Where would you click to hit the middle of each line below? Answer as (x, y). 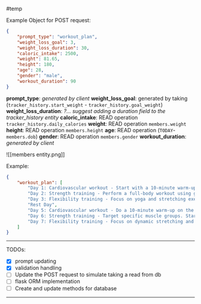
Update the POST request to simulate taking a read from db (88, 275)
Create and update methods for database (66, 288)
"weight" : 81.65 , (39, 59)
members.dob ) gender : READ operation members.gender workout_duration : (96, 136)
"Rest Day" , (43, 205)
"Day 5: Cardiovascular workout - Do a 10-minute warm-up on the (111, 210)
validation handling (38, 268)
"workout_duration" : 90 (47, 81)
